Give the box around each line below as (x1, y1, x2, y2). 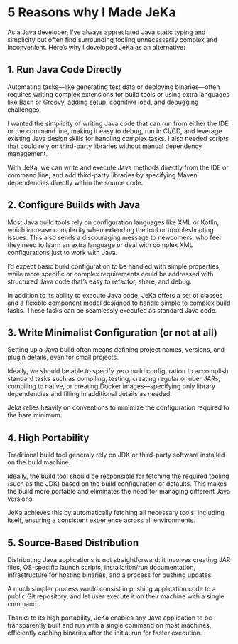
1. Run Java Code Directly (7, 63, 123, 76)
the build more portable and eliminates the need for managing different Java (7, 487, 231, 496)
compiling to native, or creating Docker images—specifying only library (7, 382, 215, 390)
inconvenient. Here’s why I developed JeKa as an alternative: (7, 43, 186, 51)
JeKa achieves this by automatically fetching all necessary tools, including (7, 509, 225, 517)
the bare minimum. (7, 411, 63, 420)
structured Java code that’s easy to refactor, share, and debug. (7, 277, 192, 286)
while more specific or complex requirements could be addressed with (7, 269, 214, 278)
